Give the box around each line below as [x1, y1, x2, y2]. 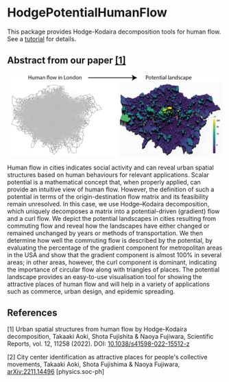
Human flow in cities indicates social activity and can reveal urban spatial [7, 163, 214, 171]
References [7, 307, 58, 319]
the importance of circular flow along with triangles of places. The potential [7, 265, 220, 274]
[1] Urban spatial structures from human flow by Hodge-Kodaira [7, 325, 187, 333]
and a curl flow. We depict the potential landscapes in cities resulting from [7, 214, 217, 222]
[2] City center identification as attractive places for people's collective [7, 353, 208, 361]
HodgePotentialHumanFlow [7, 5, 168, 21]
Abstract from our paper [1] [7, 55, 126, 67]
